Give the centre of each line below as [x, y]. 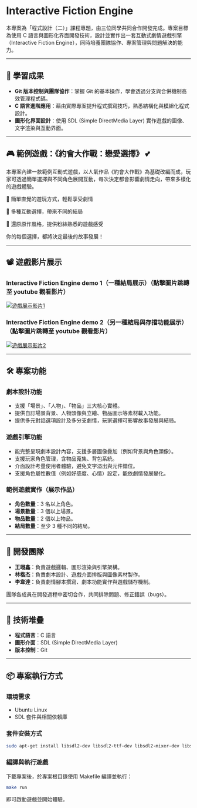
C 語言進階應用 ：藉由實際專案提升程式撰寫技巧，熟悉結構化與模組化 [97, 106]
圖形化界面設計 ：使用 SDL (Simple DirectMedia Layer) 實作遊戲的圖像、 [101, 120]
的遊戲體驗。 [21, 186]
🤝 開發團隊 [25, 552]
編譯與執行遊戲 [27, 762]
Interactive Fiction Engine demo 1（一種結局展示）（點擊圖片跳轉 [98, 282]
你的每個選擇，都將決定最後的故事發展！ [55, 236]
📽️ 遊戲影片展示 [34, 262]
